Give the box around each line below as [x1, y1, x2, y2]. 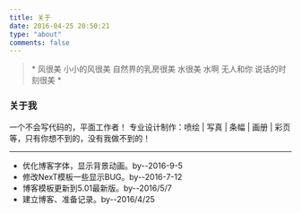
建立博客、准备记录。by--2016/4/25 [21, 193, 155, 204]
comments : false [9, 38, 70, 47]
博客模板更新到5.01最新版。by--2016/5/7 [21, 183, 173, 193]
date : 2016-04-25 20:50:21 [9, 21, 110, 30]
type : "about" [9, 30, 63, 38]
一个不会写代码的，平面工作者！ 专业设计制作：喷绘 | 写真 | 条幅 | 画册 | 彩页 [9, 122, 291, 132]
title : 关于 [9, 13, 51, 22]
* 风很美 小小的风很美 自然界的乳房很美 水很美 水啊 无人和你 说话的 [30, 64, 279, 74]
